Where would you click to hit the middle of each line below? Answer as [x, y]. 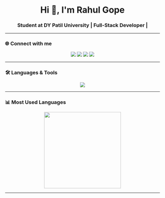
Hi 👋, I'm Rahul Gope [82, 10]
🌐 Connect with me [28, 44]
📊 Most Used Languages [36, 102]
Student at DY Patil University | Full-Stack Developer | [82, 25]
